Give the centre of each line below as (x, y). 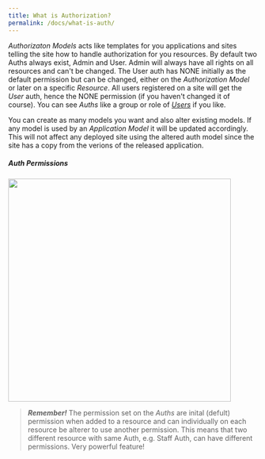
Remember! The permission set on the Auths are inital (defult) (129, 413)
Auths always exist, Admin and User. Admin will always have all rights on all (131, 62)
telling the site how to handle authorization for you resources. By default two (132, 54)
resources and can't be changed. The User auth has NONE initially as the (127, 71)
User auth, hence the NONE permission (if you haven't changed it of (119, 96)
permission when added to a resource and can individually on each (137, 422)
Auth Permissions (38, 163)
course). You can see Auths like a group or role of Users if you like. (117, 105)
